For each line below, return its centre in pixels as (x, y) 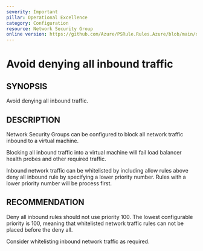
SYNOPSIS (27, 86)
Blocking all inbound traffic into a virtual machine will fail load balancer (94, 152)
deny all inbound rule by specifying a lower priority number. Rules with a (96, 177)
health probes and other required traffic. (56, 159)
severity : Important (32, 12)
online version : (27, 34)
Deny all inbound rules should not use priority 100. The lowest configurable (100, 217)
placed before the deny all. (40, 229)
